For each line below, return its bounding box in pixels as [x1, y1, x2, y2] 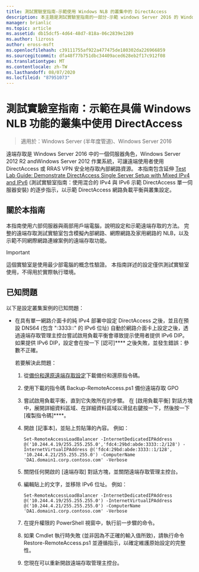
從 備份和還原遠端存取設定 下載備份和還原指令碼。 [23, 372, 143, 379]
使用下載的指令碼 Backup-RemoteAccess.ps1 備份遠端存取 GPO [23, 384, 179, 391]
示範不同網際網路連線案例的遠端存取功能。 [6, 237, 110, 244]
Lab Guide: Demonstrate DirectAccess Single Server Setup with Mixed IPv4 [6, 172, 190, 179]
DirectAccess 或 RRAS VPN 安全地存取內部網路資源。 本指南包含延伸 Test [6, 165, 187, 172]
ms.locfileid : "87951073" [6, 75, 70, 81]
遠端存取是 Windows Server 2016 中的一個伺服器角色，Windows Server [6, 151, 181, 158]
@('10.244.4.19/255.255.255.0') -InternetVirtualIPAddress [23, 497, 173, 504]
